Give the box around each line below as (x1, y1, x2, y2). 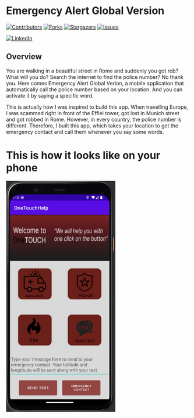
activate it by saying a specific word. (6, 92, 94, 99)
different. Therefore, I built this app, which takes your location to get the (6, 122, 179, 129)
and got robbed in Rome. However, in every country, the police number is (6, 116, 182, 123)
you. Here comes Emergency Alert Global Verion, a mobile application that (6, 80, 184, 87)
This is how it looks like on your (6, 148, 161, 162)
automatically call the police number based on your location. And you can (6, 86, 183, 93)
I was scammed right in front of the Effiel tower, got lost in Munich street (6, 109, 179, 116)
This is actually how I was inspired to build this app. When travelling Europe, (6, 103, 188, 110)
